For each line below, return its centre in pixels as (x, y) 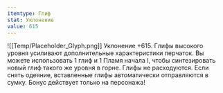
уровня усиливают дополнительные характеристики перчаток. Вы (106, 53)
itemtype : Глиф (29, 13)
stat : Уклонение (30, 20)
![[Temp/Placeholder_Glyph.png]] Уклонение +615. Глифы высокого (105, 46)
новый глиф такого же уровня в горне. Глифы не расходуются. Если (108, 68)
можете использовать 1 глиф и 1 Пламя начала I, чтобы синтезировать (111, 61)
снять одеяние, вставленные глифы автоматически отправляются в (108, 75)
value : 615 (23, 26)
